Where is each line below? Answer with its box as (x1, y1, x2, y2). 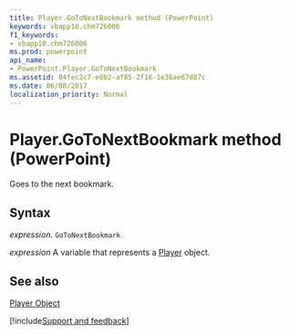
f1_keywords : (9, 30, 59, 39)
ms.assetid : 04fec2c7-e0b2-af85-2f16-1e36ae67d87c (9, 73, 206, 82)
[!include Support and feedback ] (9, 316, 129, 327)
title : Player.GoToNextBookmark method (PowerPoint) (9, 13, 214, 23)
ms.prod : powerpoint (9, 47, 88, 57)
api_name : (9, 56, 47, 65)
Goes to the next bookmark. (9, 179, 114, 190)
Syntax (9, 204, 51, 220)
